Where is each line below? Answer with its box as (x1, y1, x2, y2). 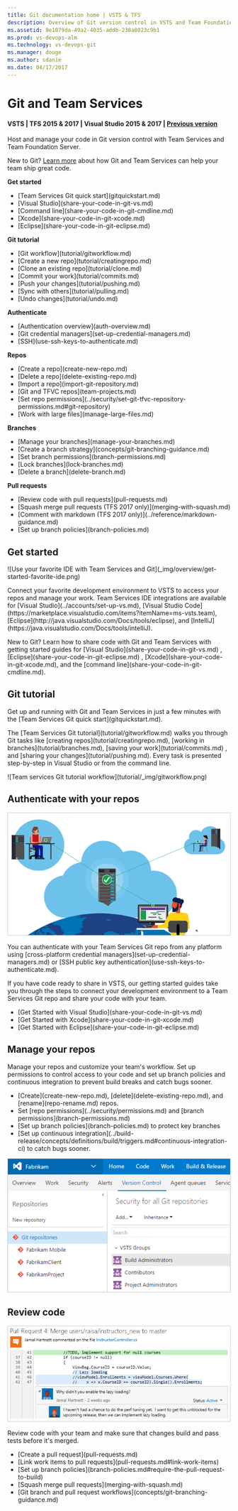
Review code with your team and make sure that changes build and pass (7, 1429, 220, 1438)
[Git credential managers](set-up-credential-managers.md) (17, 330, 191, 338)
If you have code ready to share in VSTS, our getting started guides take (7, 979, 218, 987)
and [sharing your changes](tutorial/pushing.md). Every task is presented (7, 751, 222, 759)
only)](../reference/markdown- (127, 510, 217, 519)
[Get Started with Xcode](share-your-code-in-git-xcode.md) (17, 1015, 195, 1024)
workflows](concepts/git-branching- (101, 1488, 208, 1497)
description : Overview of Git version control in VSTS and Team (7, 18, 201, 26)
